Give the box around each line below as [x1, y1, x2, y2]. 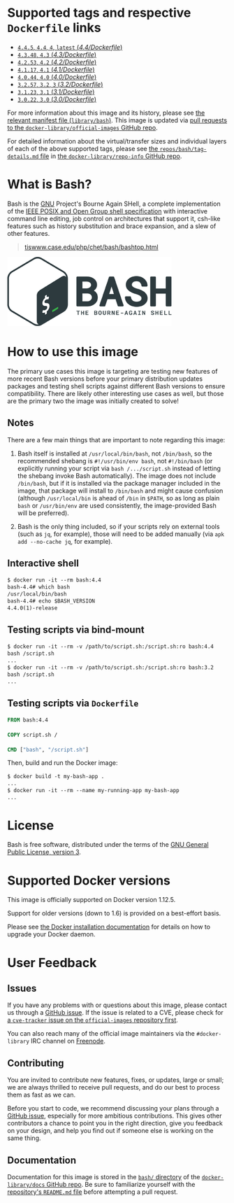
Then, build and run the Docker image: [7, 759, 118, 767]
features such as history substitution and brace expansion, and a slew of [7, 222, 217, 230]
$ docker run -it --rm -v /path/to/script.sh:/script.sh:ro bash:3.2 [7, 664, 214, 671]
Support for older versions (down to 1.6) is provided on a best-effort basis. [7, 909, 221, 917]
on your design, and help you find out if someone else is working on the [7, 1127, 214, 1135]
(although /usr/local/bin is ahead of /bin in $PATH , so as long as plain [17, 493, 220, 502]
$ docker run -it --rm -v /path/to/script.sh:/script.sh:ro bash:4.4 [7, 643, 214, 650]
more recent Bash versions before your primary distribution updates [7, 374, 203, 383]
